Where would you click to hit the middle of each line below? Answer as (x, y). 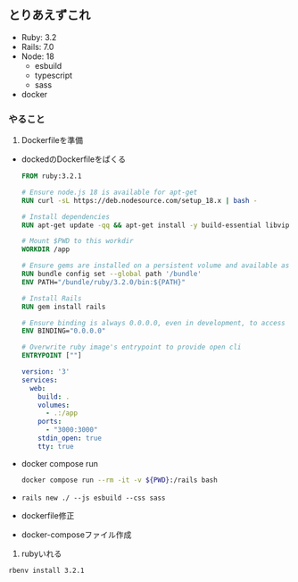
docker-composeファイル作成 (76, 535)
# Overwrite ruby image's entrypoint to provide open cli (131, 347)
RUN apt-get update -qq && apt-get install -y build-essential (141, 225)
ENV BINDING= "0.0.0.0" (63, 331)
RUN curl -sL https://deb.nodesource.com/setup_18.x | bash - (139, 200)
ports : (50, 422)
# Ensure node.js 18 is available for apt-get (109, 192)
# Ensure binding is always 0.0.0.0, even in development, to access (153, 323)
